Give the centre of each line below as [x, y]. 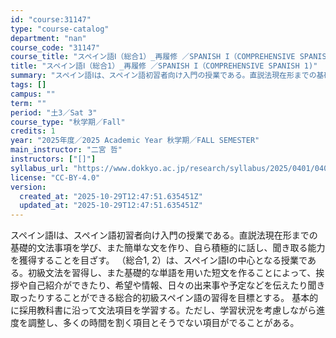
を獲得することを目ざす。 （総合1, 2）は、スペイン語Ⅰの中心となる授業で [159, 260]
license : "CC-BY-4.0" [55, 177]
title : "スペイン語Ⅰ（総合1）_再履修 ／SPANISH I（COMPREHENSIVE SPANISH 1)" [164, 66]
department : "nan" [48, 38]
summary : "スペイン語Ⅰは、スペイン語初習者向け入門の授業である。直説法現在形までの [163, 76]
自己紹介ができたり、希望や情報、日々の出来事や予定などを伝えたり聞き [176, 285]
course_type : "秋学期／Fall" [68, 122]
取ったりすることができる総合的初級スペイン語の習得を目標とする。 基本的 [164, 298]
